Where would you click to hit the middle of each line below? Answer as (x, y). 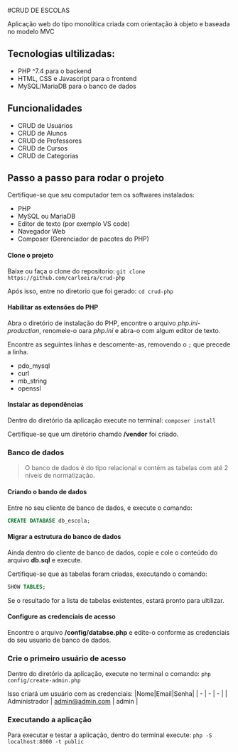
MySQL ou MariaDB (47, 217)
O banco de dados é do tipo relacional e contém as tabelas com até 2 (126, 468)
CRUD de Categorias (48, 156)
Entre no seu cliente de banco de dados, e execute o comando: (100, 508)
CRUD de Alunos (42, 133)
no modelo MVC (31, 32)
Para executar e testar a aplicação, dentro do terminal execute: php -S (110, 735)
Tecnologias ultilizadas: (61, 54)
